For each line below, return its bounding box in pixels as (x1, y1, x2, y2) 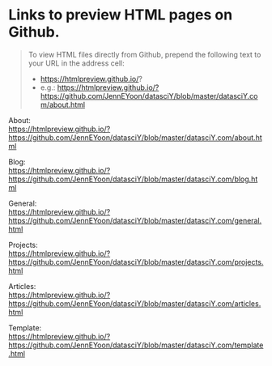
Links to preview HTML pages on (8, 6, 233, 24)
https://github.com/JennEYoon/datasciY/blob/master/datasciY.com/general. (8, 215, 262, 225)
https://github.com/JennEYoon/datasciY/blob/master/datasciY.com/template (8, 340, 264, 350)
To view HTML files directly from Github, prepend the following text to (28, 49, 261, 59)
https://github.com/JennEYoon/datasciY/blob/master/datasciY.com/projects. (8, 257, 264, 266)
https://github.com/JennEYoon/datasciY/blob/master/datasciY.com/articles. (8, 298, 261, 309)
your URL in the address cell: (28, 58, 125, 68)
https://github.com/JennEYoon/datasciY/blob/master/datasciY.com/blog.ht (8, 174, 258, 184)
